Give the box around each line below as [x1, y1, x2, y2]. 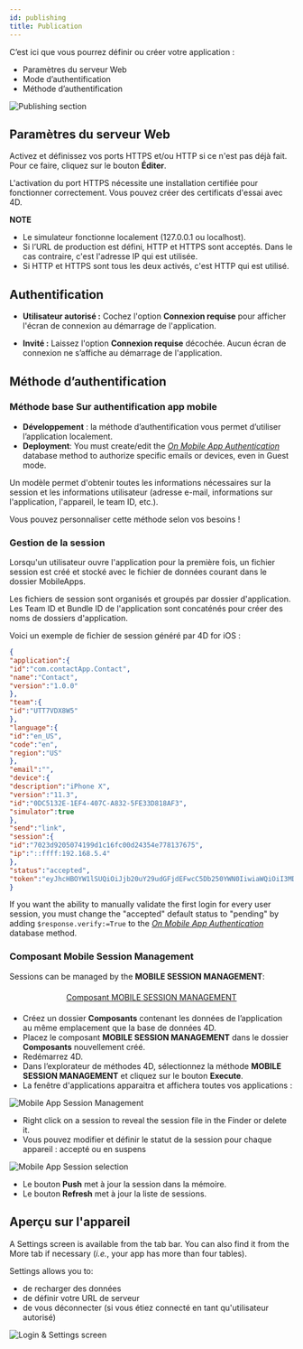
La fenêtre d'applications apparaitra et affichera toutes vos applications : [22, 1080, 293, 1091]
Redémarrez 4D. [22, 1051, 84, 1062]
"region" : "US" [9, 749, 63, 758]
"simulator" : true [9, 807, 75, 816]
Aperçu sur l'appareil [9, 1214, 131, 1230]
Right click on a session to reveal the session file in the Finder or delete [22, 1114, 287, 1125]
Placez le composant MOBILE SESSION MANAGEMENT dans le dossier [22, 1031, 289, 1043]
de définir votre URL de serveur [22, 1292, 140, 1303]
